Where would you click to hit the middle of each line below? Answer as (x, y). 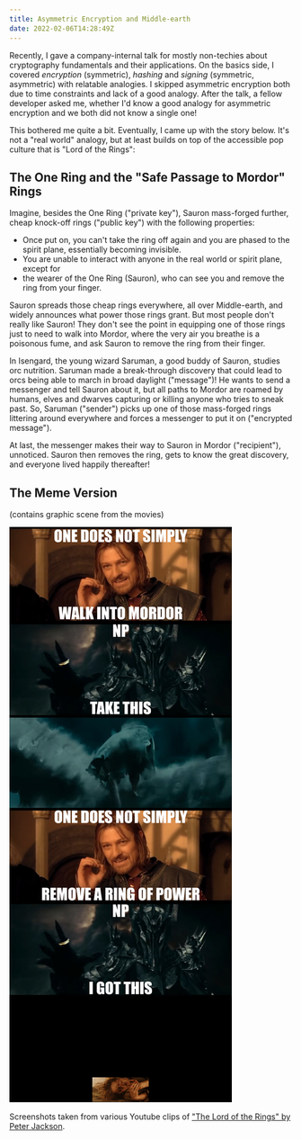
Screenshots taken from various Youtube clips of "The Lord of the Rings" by (150, 1117)
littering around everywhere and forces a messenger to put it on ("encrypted (151, 418)
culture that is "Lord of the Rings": (72, 149)
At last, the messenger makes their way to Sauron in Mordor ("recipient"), (145, 445)
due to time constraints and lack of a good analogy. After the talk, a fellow (146, 94)
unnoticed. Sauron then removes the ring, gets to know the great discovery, (149, 455)
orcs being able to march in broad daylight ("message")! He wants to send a (150, 380)
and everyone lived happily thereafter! (80, 464)
